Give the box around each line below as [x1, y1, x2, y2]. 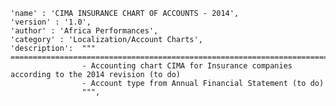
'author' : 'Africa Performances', [10, 26, 159, 36]
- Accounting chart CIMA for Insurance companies [81, 61, 293, 71]
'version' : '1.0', [10, 17, 92, 27]
